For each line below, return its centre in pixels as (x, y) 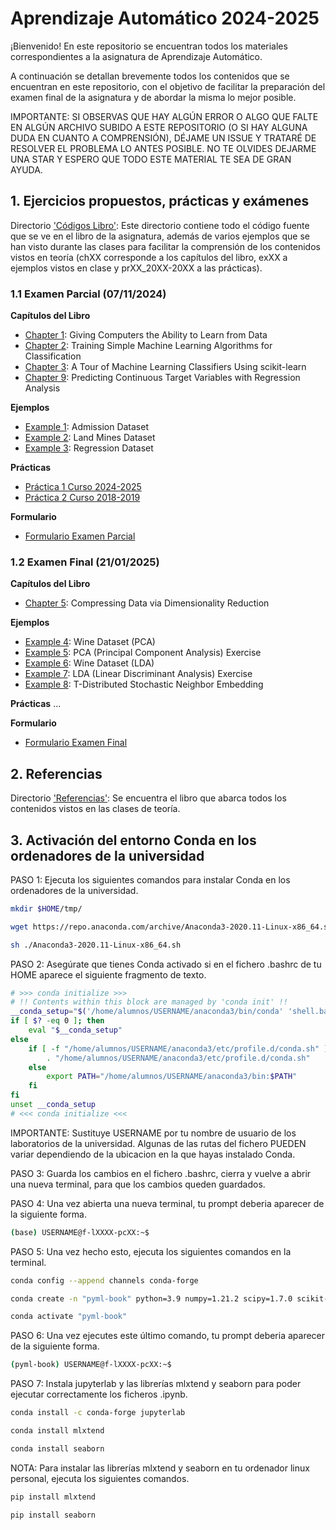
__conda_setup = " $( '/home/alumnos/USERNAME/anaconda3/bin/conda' (147, 1012)
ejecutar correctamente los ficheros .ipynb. (99, 1394)
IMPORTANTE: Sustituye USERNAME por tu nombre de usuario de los (153, 1133)
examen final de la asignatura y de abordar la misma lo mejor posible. (153, 97)
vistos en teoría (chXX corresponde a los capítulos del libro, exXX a (149, 257)
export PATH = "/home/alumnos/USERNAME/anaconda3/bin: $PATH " (172, 1077)
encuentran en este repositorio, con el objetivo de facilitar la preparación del (168, 86)
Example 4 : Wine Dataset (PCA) (90, 642)
